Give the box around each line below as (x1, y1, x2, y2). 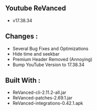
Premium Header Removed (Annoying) (12, 56, 92, 62)
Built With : (5, 76, 41, 85)
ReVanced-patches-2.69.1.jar (12, 95, 73, 101)
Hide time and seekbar (12, 50, 60, 57)
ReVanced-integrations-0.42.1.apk (12, 100, 83, 106)
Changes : (5, 32, 38, 41)
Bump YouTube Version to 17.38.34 (12, 62, 84, 68)
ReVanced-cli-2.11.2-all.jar (12, 89, 67, 95)
